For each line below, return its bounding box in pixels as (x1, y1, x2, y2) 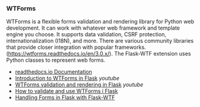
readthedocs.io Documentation (14, 68, 92, 76)
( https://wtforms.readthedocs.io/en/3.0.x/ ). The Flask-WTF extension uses (6, 50, 192, 57)
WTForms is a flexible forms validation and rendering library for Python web (6, 18, 195, 25)
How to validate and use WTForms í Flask (14, 88, 119, 95)
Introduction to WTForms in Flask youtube (14, 74, 119, 82)
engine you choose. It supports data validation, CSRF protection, (6, 31, 167, 38)
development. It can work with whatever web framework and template (6, 24, 180, 31)
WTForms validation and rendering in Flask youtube (14, 81, 143, 88)
